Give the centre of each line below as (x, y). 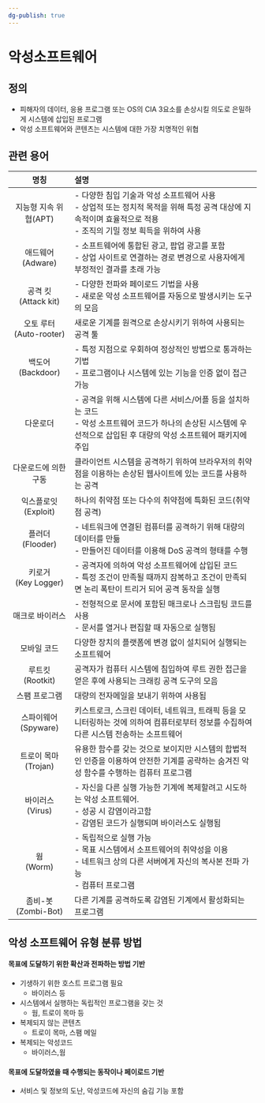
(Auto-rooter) (39, 334)
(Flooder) (40, 544)
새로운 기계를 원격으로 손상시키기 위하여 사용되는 (160, 323)
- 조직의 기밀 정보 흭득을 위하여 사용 (138, 231)
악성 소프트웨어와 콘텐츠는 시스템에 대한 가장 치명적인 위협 (109, 129)
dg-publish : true (37, 15)
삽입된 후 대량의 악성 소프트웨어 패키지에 (176, 435)
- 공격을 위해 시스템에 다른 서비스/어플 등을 (150, 400)
